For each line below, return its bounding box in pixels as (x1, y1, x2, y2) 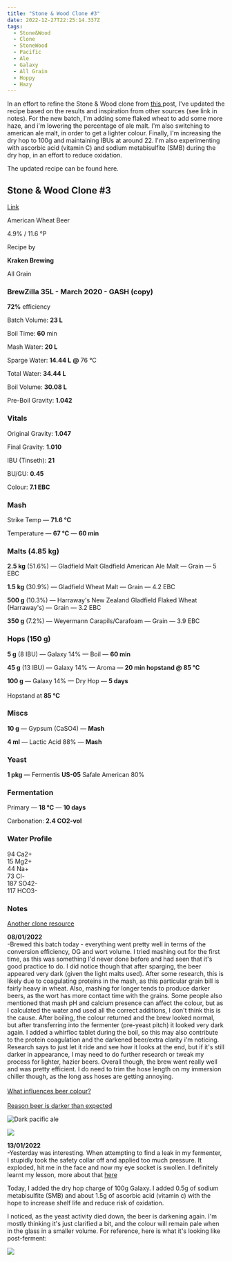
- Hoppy (13, 74, 36, 82)
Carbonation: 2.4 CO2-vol (7, 816, 82, 825)
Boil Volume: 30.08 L (7, 383, 67, 391)
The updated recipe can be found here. (7, 164, 119, 173)
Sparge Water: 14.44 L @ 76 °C (7, 356, 97, 365)
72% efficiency (7, 303, 50, 311)
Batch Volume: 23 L (7, 316, 64, 325)
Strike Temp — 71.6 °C (7, 515, 72, 524)
